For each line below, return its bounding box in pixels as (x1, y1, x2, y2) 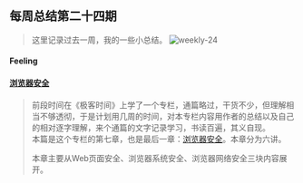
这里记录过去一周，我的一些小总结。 (31, 34, 168, 45)
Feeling (9, 55, 38, 66)
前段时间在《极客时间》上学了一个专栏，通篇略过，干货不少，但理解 (31, 99, 287, 111)
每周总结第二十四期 (9, 8, 117, 24)
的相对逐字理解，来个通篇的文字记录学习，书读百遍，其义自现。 (31, 121, 270, 133)
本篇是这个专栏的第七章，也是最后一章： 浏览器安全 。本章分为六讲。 (31, 133, 287, 144)
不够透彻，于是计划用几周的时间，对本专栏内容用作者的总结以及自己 (39, 111, 295, 121)
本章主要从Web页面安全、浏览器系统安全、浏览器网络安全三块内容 (31, 152, 279, 163)
